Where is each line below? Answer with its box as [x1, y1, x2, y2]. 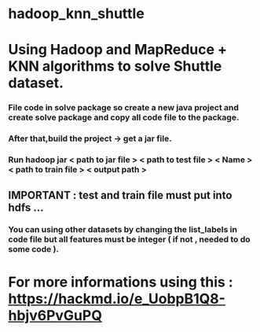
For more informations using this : [8, 273, 233, 291]
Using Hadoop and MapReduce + [8, 41, 228, 59]
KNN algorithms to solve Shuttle [8, 57, 222, 76]
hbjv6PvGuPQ [8, 306, 102, 324]
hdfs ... [8, 201, 45, 214]
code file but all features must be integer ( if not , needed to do [8, 234, 251, 245]
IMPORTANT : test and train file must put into [8, 188, 233, 201]
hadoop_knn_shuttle [8, 5, 145, 23]
